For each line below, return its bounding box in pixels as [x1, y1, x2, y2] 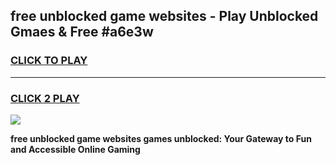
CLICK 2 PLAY [10, 91, 80, 105]
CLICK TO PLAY [10, 54, 88, 68]
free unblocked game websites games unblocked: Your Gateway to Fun [10, 132, 312, 144]
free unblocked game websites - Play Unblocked [10, 8, 319, 25]
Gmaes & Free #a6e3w [10, 24, 154, 41]
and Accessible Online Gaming [10, 143, 141, 155]
